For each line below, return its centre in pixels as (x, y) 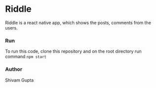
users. (12, 28)
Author (14, 69)
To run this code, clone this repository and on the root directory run (73, 51)
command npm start (26, 57)
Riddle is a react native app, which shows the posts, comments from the (78, 23)
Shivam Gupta (19, 80)
